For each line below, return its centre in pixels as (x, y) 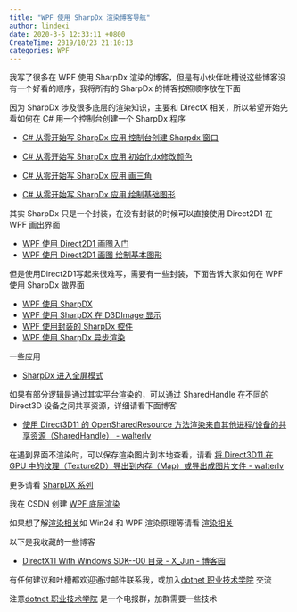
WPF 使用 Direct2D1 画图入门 (75, 244)
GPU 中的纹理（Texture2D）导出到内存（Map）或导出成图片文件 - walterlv (146, 466)
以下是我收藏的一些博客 (52, 542)
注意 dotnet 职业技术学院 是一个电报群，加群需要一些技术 (113, 599)
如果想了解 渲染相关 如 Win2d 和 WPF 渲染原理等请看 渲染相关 (121, 523)
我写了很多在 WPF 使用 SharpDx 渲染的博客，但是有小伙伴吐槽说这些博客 (144, 78)
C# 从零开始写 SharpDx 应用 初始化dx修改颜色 (107, 156)
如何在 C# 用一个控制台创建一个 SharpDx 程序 (101, 119)
